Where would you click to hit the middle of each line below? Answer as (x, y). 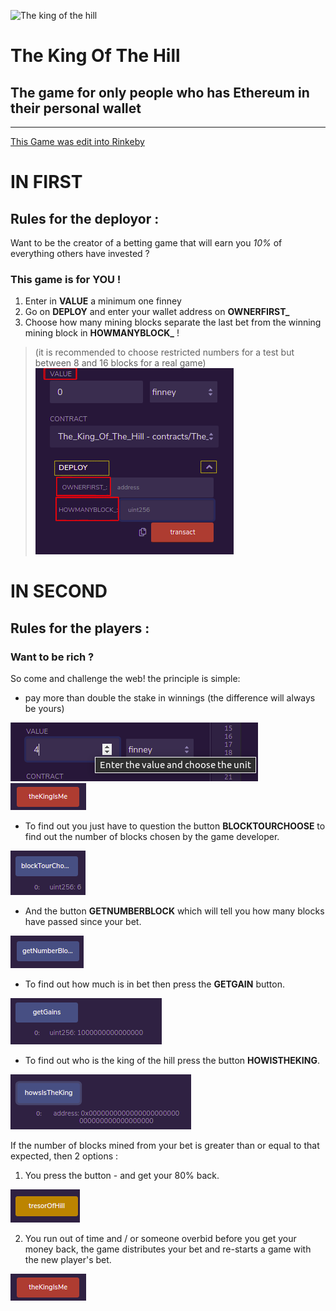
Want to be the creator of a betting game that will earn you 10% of (146, 243)
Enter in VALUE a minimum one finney (103, 301)
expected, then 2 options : (64, 1156)
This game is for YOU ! (66, 279)
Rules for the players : (80, 628)
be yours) (44, 709)
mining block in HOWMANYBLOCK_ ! (102, 333)
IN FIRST (46, 182)
